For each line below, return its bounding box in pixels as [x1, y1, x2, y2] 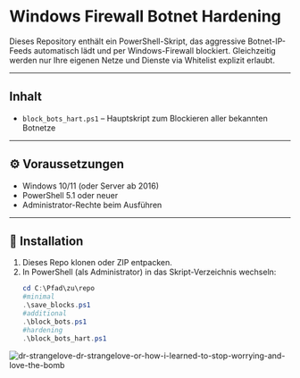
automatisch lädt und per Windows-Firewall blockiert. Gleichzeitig [33, 45, 277, 55]
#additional [21, 309, 67, 318]
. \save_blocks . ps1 [21, 301, 91, 310]
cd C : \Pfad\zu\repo [21, 284, 96, 293]
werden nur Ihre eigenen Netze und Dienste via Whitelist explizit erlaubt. [9, 55, 275, 65]
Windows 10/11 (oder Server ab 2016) [21, 181, 159, 191]
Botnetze [21, 122, 56, 133]
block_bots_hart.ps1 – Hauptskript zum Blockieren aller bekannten [21, 113, 268, 123]
